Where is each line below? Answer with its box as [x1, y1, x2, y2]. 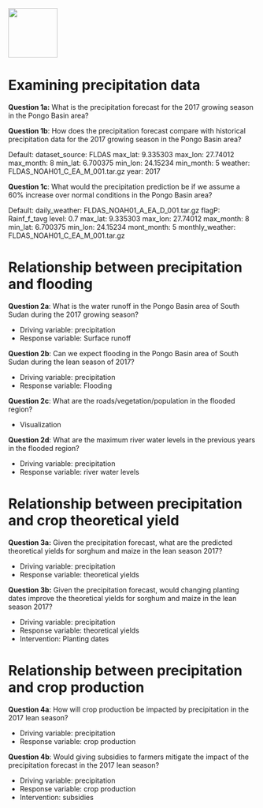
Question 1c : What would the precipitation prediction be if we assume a [8, 182, 240, 191]
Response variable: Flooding [19, 381, 113, 390]
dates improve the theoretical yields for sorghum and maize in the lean [8, 593, 237, 603]
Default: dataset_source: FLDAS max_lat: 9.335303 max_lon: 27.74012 [8, 149, 235, 159]
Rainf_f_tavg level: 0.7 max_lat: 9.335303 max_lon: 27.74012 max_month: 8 [8, 213, 250, 224]
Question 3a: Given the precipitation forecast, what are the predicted [8, 537, 233, 547]
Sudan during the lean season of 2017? [8, 357, 135, 366]
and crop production [8, 678, 145, 696]
